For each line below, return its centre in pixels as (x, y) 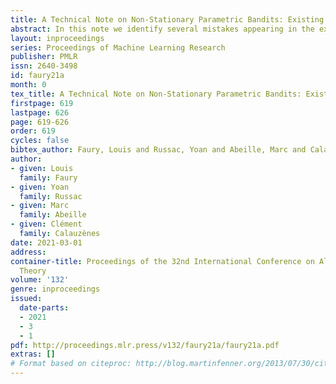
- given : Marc (40, 206)
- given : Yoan (40, 187)
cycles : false (40, 141)
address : (28, 252)
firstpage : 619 (42, 103)
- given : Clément (46, 224)
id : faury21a (37, 76)
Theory (33, 271)
